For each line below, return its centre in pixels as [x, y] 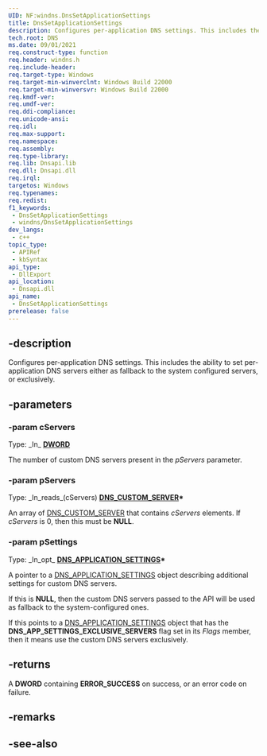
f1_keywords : [30, 207]
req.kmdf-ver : [32, 97]
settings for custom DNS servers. [63, 583]
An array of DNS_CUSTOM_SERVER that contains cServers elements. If [124, 513]
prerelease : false [39, 311]
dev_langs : [26, 230]
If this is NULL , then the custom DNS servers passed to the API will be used [132, 599]
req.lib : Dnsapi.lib [43, 164]
